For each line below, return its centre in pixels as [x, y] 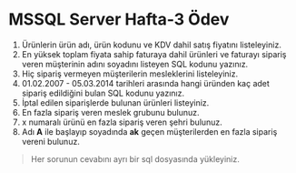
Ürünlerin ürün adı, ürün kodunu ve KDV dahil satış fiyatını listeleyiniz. [152, 45]
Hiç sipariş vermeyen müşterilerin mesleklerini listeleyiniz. [130, 74]
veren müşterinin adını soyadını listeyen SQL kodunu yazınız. [135, 64]
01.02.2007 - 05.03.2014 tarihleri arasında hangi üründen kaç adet [145, 83]
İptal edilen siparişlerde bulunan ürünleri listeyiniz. [115, 102]
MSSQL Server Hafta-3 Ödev [119, 20]
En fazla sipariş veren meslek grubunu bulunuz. [111, 112]
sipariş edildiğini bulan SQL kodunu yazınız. [103, 93]
